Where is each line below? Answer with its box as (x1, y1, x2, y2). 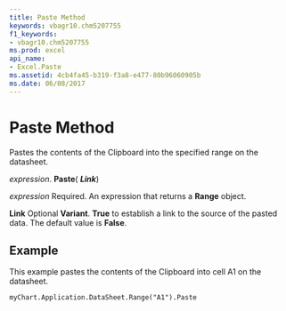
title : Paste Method (9, 12, 86, 22)
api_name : (9, 54, 46, 63)
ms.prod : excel (9, 46, 66, 55)
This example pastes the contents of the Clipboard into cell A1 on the (9, 267, 262, 277)
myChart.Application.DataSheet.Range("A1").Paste (9, 293, 198, 302)
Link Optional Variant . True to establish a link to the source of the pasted (9, 208, 278, 219)
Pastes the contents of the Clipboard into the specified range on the (9, 147, 258, 157)
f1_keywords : (9, 29, 58, 38)
